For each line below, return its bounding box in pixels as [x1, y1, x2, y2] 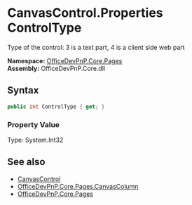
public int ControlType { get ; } [7, 103, 105, 110]
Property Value [7, 119, 60, 129]
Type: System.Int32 [7, 135, 64, 144]
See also [7, 156, 46, 168]
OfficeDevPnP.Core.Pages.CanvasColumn [17, 182, 139, 190]
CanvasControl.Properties [7, 5, 163, 21]
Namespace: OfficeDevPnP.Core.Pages [7, 56, 123, 65]
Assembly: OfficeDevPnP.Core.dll [7, 64, 106, 72]
